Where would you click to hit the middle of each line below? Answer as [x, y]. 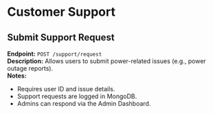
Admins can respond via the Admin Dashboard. [84, 103]
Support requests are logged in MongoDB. [77, 96]
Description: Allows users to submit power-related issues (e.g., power [106, 61]
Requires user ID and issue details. [66, 89]
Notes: [17, 76]
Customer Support [61, 12]
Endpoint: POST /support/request [55, 54]
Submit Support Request [61, 37]
